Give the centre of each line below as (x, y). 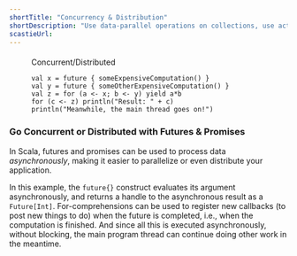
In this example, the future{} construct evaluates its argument (122, 187)
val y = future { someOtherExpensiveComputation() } (130, 86)
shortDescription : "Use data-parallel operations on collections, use (142, 26)
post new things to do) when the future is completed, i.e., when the (131, 215)
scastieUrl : (31, 34)
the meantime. (35, 244)
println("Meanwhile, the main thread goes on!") (122, 110)
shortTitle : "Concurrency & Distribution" (88, 17)
